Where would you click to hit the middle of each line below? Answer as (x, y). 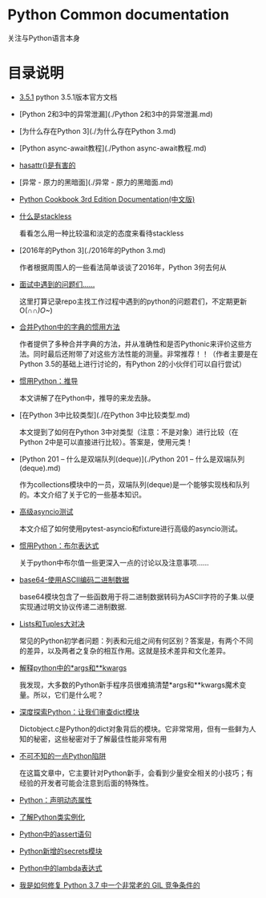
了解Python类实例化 (52, 817)
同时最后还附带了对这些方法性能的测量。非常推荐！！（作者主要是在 (145, 353)
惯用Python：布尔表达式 (59, 546)
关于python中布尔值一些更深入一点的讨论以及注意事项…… (114, 562)
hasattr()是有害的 (47, 165)
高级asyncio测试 (46, 511)
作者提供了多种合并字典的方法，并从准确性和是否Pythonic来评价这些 (132, 344)
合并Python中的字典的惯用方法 (70, 327)
